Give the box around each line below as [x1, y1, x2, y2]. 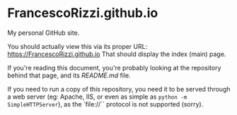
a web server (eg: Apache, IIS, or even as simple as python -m [7, 92, 187, 101]
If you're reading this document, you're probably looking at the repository [7, 63, 221, 72]
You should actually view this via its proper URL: [7, 42, 148, 50]
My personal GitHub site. [7, 28, 80, 37]
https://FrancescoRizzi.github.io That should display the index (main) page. [7, 50, 226, 58]
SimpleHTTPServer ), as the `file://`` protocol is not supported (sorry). [7, 99, 204, 108]
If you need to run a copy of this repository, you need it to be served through [7, 84, 231, 93]
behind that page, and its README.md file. [7, 71, 131, 80]
